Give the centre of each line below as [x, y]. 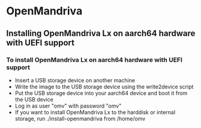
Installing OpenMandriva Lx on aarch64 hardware [101, 33]
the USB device [34, 99]
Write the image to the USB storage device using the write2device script [104, 87]
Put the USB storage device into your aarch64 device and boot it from [101, 93]
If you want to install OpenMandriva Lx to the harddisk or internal [95, 112]
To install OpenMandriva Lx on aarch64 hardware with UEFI [94, 59]
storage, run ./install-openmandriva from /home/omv [80, 118]
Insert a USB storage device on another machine [75, 80]
